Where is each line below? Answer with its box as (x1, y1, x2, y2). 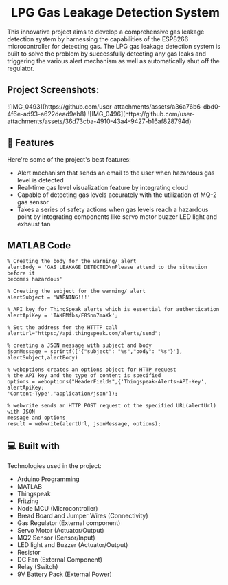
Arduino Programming (16, 475, 80, 483)
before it (7, 270, 36, 277)
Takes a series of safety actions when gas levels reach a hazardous (16, 205, 209, 213)
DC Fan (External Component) (16, 555, 103, 564)
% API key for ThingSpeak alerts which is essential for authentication (7, 306, 220, 313)
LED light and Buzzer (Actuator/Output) (16, 541, 128, 549)
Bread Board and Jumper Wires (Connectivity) (16, 511, 149, 520)
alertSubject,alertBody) (7, 354, 78, 361)
